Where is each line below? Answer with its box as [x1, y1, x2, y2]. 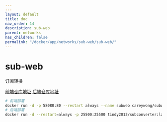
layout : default [5, 12, 39, 17]
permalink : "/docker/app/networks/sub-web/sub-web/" [5, 40, 117, 45]
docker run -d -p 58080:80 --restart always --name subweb [5, 103, 130, 108]
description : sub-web [5, 26, 50, 31]
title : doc [5, 16, 28, 21]
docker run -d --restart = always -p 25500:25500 [5, 112, 106, 117]
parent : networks [5, 30, 41, 35]
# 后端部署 [5, 108, 25, 113]
